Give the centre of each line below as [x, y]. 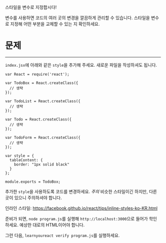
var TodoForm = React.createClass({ [43, 137]
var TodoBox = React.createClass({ [42, 83]
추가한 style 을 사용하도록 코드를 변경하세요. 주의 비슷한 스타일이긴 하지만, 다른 [81, 191]
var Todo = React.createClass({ [38, 119]
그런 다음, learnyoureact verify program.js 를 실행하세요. [62, 235]
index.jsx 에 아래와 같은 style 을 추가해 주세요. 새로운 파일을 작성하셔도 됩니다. [81, 65]
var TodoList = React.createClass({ [43, 101]
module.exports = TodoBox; [33, 182]
